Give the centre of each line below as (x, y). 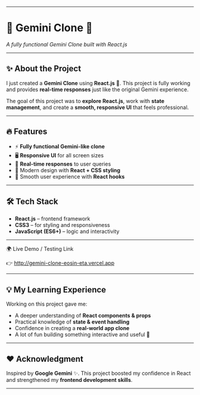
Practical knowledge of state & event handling (72, 322)
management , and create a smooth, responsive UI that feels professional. (98, 107)
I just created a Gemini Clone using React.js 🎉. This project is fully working (98, 83)
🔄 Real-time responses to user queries (63, 164)
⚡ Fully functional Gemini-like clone (60, 146)
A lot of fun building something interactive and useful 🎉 (82, 335)
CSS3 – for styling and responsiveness (62, 225)
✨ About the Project (44, 69)
